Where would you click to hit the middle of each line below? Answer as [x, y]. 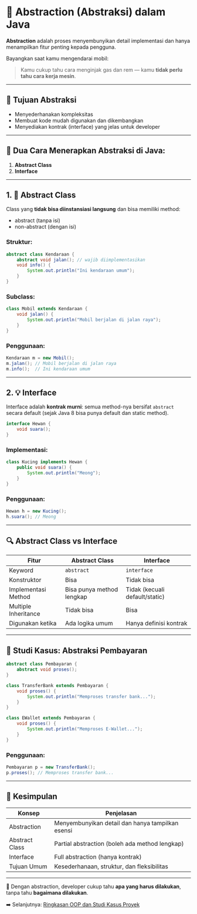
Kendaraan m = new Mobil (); [40, 358]
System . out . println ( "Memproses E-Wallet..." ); [85, 729]
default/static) [145, 597]
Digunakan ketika [33, 624]
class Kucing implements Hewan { [47, 462]
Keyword [21, 571]
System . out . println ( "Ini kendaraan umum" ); [81, 271]
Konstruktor [25, 580]
